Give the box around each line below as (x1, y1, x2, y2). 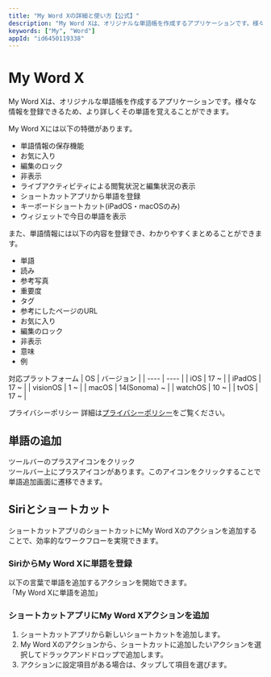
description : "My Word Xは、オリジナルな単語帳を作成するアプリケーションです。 (8, 19, 253, 27)
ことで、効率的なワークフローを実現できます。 (8, 535, 163, 545)
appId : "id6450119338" (8, 34, 85, 43)
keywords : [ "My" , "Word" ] (8, 27, 95, 35)
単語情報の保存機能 (19, 141, 85, 151)
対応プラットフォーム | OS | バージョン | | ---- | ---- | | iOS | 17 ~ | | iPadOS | (8, 374, 261, 384)
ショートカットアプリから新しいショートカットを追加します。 (19, 629, 225, 639)
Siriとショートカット (8, 503, 110, 517)
